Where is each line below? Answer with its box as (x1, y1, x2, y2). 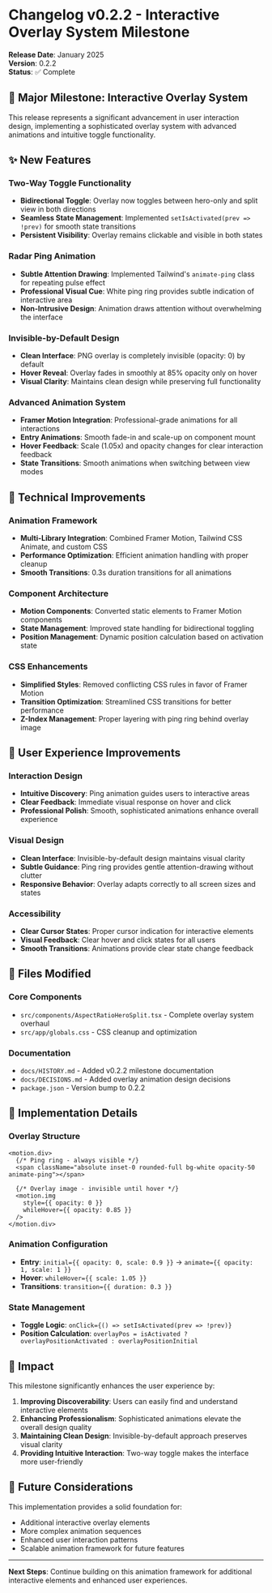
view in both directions (19, 204, 96, 214)
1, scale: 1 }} (19, 1265, 72, 1274)
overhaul (19, 1018, 50, 1028)
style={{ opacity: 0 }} (23, 1198, 104, 1207)
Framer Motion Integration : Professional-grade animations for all (19, 415, 238, 425)
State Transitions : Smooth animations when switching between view (19, 458, 251, 468)
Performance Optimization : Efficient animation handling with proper (19, 550, 249, 560)
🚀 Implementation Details (8, 1107, 138, 1120)
